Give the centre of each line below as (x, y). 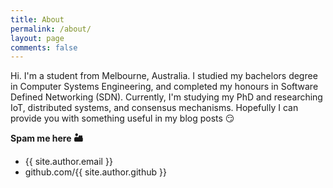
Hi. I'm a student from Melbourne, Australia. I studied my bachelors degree (164, 76)
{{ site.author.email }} (68, 162)
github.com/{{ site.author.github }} (95, 172)
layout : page (37, 38)
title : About (37, 19)
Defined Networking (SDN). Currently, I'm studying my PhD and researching (166, 97)
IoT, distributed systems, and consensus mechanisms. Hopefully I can (154, 108)
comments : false (44, 47)
